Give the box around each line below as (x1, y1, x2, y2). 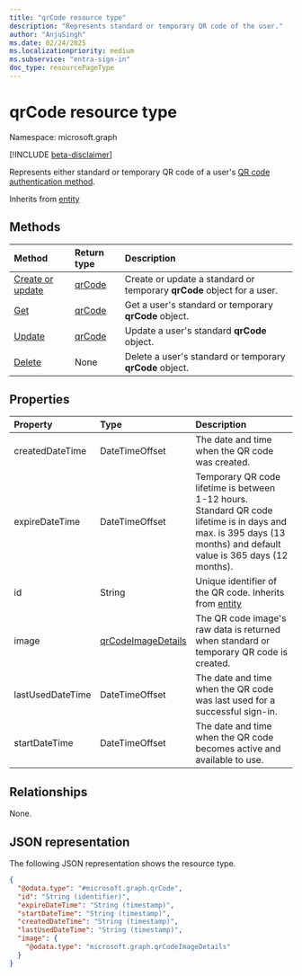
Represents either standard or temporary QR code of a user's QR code (9, 166, 271, 177)
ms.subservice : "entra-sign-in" (9, 55, 130, 64)
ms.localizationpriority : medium (9, 47, 135, 56)
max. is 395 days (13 (195, 527, 286, 539)
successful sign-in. (195, 705, 278, 718)
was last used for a (195, 694, 276, 706)
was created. (195, 456, 250, 468)
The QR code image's (195, 612, 287, 625)
